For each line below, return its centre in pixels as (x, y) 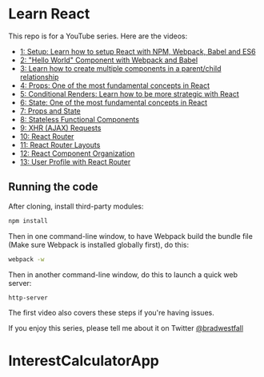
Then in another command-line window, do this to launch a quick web (123, 274)
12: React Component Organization (77, 153)
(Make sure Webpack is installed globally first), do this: (99, 244)
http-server (28, 298)
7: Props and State (50, 111)
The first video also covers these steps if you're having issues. (111, 313)
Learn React (49, 14)
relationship (39, 77)
